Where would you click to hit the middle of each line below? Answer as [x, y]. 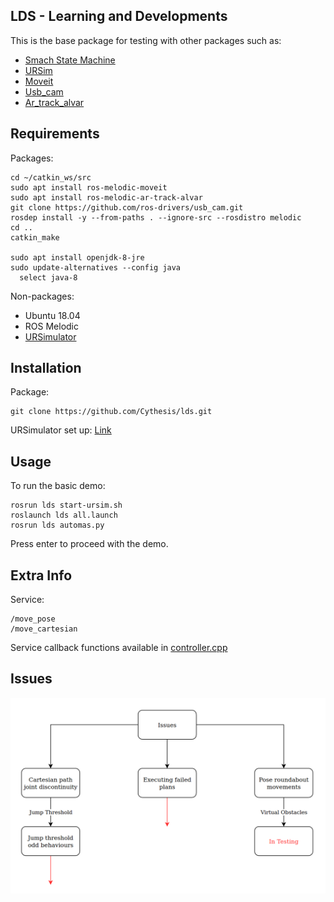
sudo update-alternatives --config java [96, 267]
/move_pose [33, 619]
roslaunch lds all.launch [64, 515]
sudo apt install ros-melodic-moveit [89, 187]
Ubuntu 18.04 [52, 315]
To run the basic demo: [58, 486]
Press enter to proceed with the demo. [89, 544]
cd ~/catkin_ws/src [51, 177]
